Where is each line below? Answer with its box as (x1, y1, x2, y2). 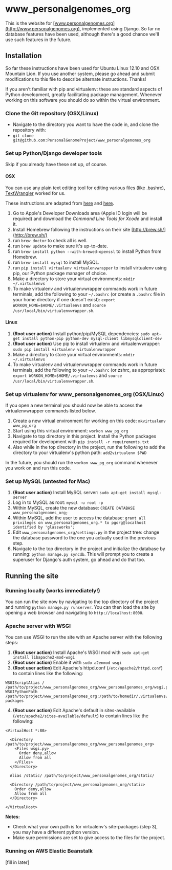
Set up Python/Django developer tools (5, 150, 102, 157)
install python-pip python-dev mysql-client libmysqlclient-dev (22, 336, 162, 341)
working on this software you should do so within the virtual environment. (5, 97, 160, 103)
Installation (5, 51, 42, 60)
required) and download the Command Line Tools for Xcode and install (12, 215, 162, 222)
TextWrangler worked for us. (5, 190, 66, 196)
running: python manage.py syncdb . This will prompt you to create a (12, 551, 154, 557)
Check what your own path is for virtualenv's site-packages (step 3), (12, 824, 158, 830)
